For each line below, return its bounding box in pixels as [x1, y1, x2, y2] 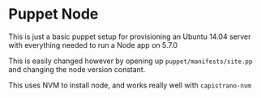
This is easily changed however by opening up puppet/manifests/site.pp [8, 56, 253, 66]
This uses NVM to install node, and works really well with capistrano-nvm [8, 80, 251, 90]
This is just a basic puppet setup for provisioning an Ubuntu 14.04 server [8, 32, 251, 41]
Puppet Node [8, 5, 99, 23]
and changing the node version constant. [8, 64, 146, 74]
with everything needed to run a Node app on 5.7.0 [8, 40, 178, 49]
